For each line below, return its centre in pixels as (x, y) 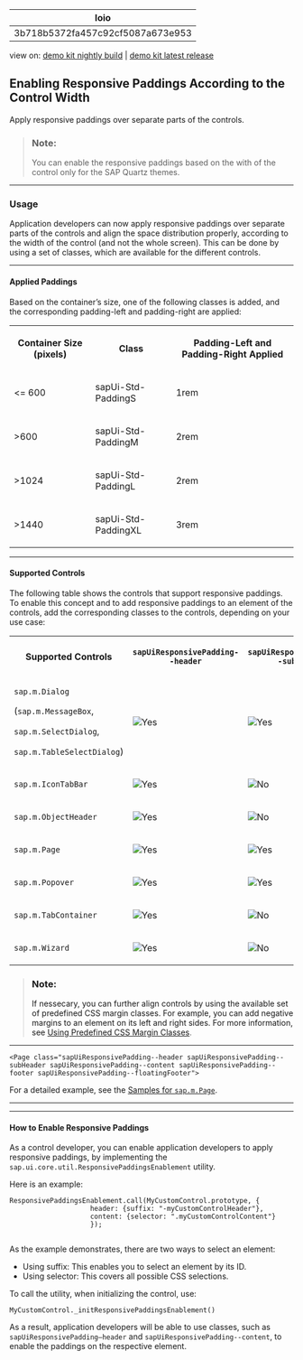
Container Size (50, 342)
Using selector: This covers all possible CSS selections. (125, 1276)
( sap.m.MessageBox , (54, 711)
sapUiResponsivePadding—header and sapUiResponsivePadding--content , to (146, 1337)
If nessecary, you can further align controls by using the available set (160, 1004)
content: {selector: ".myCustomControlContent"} (183, 1217)
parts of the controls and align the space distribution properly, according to (149, 233)
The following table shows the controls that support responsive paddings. (146, 593)
